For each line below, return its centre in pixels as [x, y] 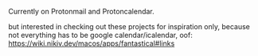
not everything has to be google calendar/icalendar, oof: [100, 35]
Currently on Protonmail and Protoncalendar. [82, 11]
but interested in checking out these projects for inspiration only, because [129, 26]
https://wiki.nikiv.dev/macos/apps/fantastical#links [92, 43]
